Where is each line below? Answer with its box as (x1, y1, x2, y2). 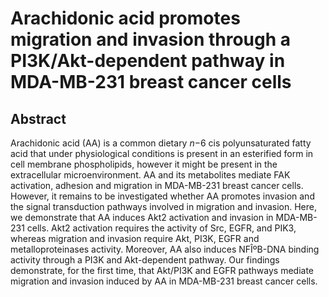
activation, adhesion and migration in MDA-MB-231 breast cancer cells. (10, 180, 304, 191)
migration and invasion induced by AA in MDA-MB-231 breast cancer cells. (10, 275, 318, 287)
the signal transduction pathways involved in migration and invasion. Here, (10, 201, 318, 212)
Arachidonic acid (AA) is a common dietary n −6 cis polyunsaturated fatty (10, 137, 312, 149)
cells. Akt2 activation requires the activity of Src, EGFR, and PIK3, (26, 222, 297, 234)
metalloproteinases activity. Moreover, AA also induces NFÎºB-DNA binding (10, 243, 320, 255)
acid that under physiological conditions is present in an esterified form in (10, 148, 314, 159)
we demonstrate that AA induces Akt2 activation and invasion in (10, 212, 274, 223)
